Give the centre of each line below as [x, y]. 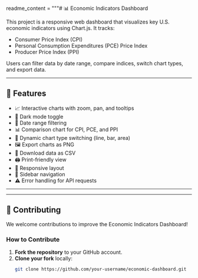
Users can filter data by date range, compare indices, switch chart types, [95, 63]
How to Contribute [33, 239]
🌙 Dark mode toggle [39, 116]
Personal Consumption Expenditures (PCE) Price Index [81, 46]
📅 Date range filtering [40, 123]
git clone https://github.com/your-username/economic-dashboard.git [100, 269]
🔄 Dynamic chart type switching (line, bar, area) [72, 138]
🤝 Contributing [34, 210]
